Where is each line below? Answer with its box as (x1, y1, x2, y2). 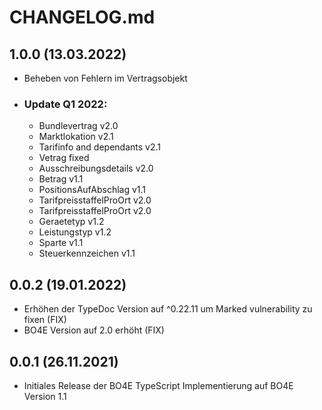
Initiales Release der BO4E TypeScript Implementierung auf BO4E (23, 379, 294, 391)
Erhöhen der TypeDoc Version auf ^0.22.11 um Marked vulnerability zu (23, 303, 313, 315)
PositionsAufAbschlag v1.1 (38, 184, 147, 196)
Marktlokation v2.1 (38, 131, 114, 143)
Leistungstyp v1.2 (38, 226, 112, 238)
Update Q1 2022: (23, 97, 108, 111)
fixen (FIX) (23, 314, 67, 326)
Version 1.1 (23, 390, 67, 402)
